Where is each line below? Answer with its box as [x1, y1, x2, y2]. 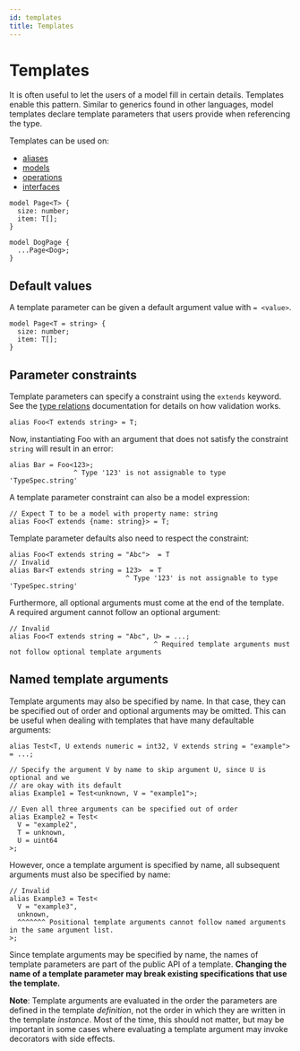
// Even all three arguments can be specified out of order [9, 804, 239, 813]
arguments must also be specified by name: [9, 869, 171, 880]
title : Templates [9, 22, 74, 30]
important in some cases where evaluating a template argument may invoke [9, 1023, 288, 1034]
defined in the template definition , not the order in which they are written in [9, 1004, 286, 1015]
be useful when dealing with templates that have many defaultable [9, 715, 254, 725]
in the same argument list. [9, 925, 115, 934]
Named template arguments [9, 672, 168, 687]
